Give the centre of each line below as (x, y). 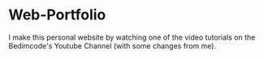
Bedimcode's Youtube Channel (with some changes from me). (113, 45)
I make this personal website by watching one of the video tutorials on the (132, 37)
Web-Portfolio (57, 15)
